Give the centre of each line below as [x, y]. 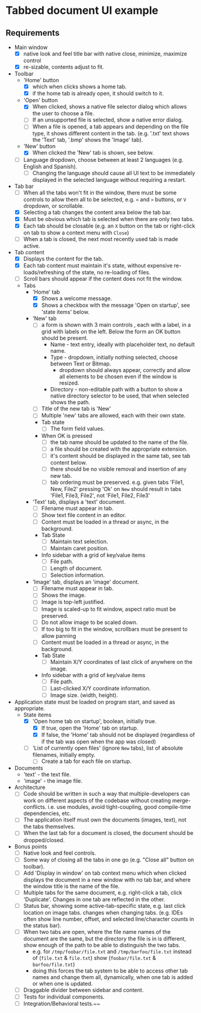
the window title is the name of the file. [71, 886]
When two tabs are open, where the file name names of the [97, 931]
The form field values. [77, 429]
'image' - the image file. [53, 781]
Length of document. [76, 568]
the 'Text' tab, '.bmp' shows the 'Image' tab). [88, 140]
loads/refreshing [44, 272]
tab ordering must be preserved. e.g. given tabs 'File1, [117, 482]
